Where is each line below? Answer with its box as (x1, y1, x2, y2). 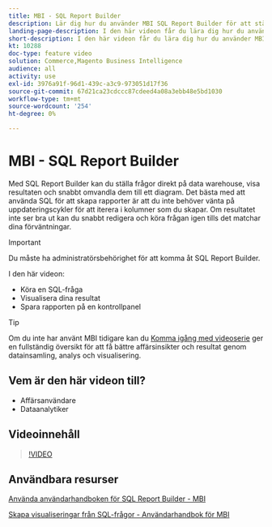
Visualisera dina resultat (19, 293, 101, 302)
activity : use (8, 72, 57, 80)
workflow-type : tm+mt (8, 95, 82, 103)
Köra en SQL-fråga (19, 285, 83, 294)
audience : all (8, 65, 57, 73)
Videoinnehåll (8, 427, 80, 442)
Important (8, 237, 41, 247)
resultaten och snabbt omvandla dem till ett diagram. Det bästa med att (8, 187, 245, 197)
